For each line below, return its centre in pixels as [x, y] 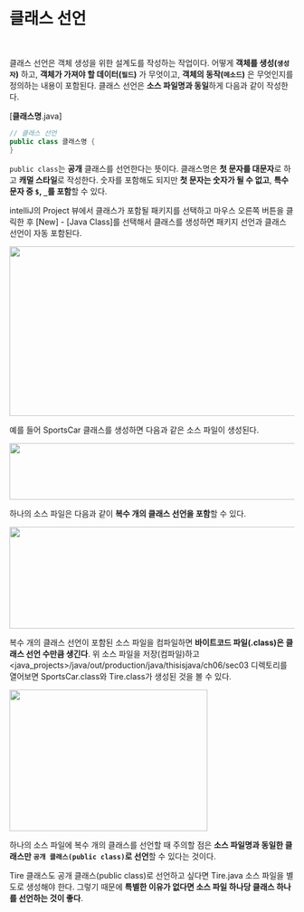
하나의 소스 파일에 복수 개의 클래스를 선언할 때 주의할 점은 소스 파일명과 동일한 [146, 845]
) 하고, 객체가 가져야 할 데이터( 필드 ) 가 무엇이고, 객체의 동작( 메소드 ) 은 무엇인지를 [154, 74]
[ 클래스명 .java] [36, 116]
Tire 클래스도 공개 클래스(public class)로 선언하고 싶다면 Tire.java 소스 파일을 [147, 875]
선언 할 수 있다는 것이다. [175, 856]
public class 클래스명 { [52, 141]
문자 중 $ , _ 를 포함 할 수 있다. [58, 191]
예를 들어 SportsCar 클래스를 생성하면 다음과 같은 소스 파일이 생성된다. [134, 430]
